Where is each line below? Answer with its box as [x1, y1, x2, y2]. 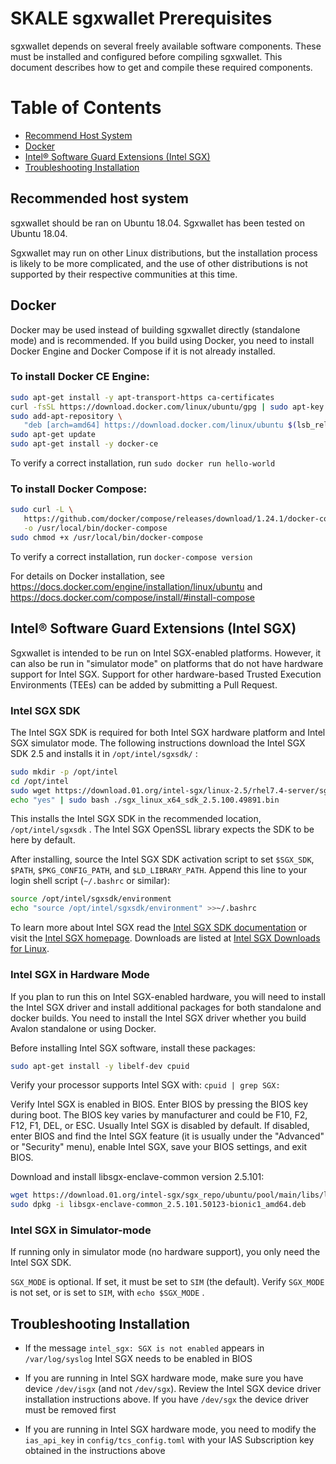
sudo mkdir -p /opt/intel [10, 767, 118, 777]
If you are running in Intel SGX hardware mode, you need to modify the [24, 1423, 317, 1436]
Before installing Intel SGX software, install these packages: [10, 1042, 256, 1054]
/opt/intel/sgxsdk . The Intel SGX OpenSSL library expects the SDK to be [10, 823, 315, 836]
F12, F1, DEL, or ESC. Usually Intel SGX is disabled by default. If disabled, [10, 1120, 310, 1132]
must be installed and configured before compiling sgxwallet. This [10, 50, 283, 62]
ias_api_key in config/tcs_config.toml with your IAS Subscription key [24, 1434, 315, 1446]
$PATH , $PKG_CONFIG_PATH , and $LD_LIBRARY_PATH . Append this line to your [10, 864, 308, 876]
